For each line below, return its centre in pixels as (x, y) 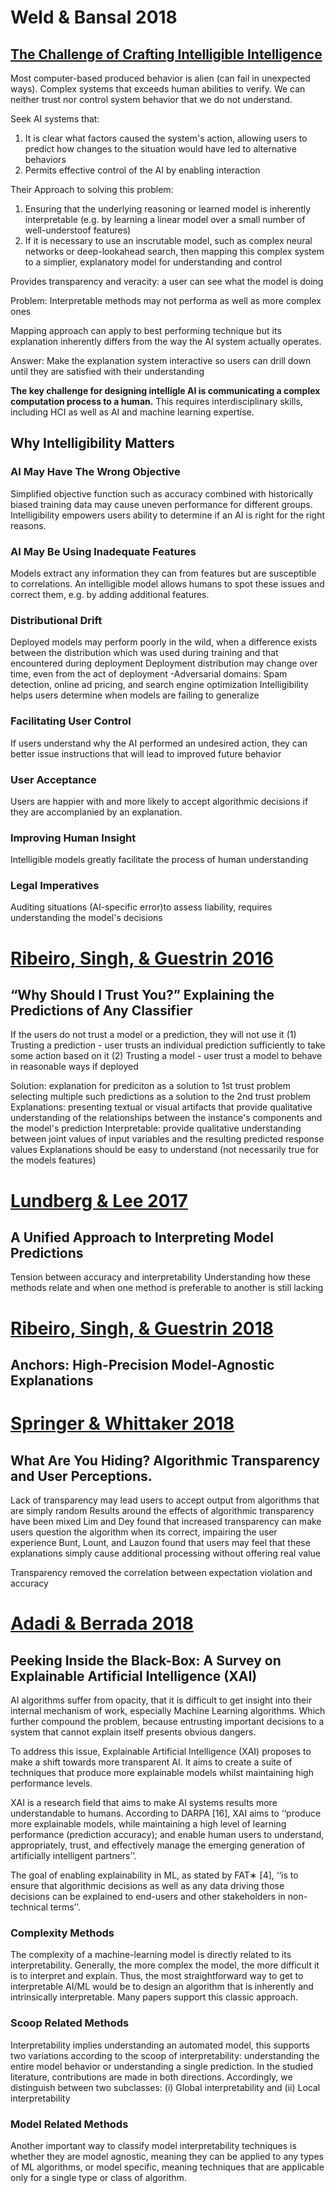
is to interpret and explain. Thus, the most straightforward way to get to (157, 1976)
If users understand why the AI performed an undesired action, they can (159, 743)
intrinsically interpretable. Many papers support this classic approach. (154, 1997)
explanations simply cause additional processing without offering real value (165, 1553)
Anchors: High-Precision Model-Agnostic (142, 1365)
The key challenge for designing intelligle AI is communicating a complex (165, 390)
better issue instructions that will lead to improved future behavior (146, 753)
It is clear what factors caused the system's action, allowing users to (166, 138)
